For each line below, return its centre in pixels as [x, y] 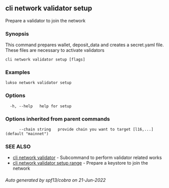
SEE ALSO [18, 146]
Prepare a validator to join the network [45, 20]
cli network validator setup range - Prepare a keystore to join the [80, 163]
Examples [18, 72]
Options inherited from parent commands [58, 119]
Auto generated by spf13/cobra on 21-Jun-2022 [55, 180]
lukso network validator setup [38, 83]
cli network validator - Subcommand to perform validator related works [87, 158]
